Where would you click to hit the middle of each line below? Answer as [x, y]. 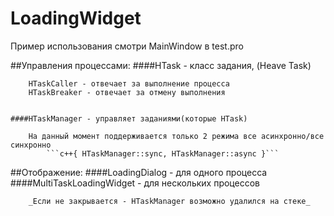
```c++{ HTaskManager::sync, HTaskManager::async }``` [163, 153]
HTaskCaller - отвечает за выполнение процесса [129, 83]
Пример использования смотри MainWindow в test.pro [127, 46]
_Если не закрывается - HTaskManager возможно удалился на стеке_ [169, 201]
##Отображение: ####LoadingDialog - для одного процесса [139, 172]
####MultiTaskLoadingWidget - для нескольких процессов [135, 183]
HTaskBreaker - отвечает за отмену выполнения [127, 92]
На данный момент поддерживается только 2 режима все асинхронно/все [176, 136]
